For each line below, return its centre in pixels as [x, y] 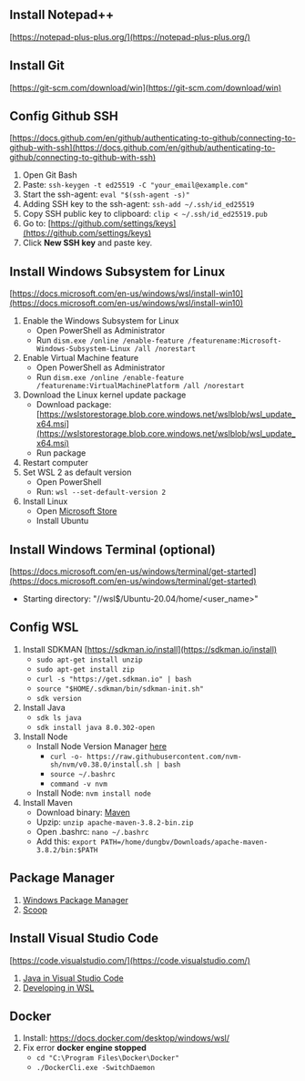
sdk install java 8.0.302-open [96, 727]
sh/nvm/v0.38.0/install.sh [101, 765]
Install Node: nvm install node [94, 793]
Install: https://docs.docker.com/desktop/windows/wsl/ [126, 1038]
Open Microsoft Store [76, 511]
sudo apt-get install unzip [89, 660]
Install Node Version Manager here [101, 746]
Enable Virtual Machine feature [81, 358]
